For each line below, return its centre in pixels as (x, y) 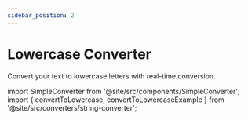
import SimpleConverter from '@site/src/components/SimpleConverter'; (124, 91)
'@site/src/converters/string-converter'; (72, 107)
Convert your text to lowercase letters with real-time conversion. (112, 76)
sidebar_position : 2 (41, 15)
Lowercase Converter (80, 54)
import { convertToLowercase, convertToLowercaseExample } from (116, 100)
